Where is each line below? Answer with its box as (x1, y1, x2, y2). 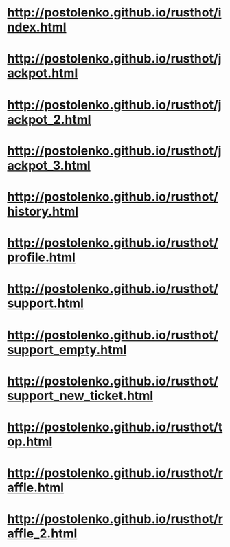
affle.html (7, 480, 64, 495)
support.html (7, 295, 84, 311)
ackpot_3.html (7, 157, 91, 173)
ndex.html (7, 19, 67, 35)
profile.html (7, 249, 76, 265)
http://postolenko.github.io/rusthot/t (7, 419, 223, 434)
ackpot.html (7, 65, 78, 81)
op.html (7, 434, 53, 449)
